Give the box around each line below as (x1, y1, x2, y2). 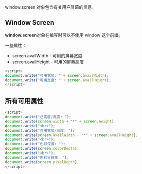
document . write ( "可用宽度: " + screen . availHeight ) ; (5, 77, 111, 83)
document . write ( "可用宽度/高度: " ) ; (5, 128, 75, 133)
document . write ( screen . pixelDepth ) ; (5, 159, 79, 164)
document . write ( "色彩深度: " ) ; (5, 141, 66, 147)
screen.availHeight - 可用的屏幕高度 (12, 59, 84, 65)
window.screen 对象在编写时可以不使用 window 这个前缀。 (5, 32, 123, 38)
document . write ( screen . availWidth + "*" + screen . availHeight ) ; (5, 133, 138, 138)
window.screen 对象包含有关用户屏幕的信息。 (5, 4, 96, 10)
